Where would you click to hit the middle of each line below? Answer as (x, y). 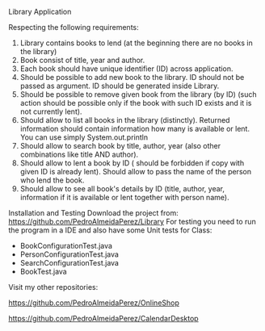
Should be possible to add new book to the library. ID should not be (132, 77)
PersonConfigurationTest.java (69, 254)
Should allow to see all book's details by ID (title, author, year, (122, 189)
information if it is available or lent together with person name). (124, 197)
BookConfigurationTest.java (66, 246)
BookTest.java (43, 271)
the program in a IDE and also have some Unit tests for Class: (110, 230)
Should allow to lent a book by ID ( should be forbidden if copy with (132, 163)
